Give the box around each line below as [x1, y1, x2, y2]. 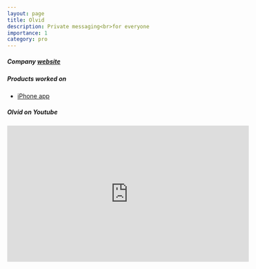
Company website [7, 57, 61, 66]
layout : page [7, 10, 45, 17]
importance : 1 [7, 29, 48, 37]
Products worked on [7, 75, 67, 83]
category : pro [7, 36, 48, 43]
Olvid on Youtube [7, 108, 58, 116]
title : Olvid [7, 17, 45, 24]
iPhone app [17, 92, 50, 100]
